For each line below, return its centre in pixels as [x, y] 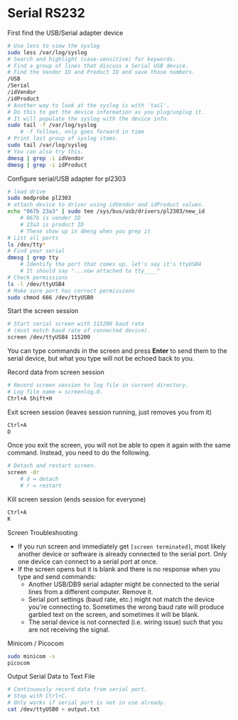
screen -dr [23, 472]
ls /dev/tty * [27, 244]
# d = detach [39, 479]
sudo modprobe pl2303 [39, 198]
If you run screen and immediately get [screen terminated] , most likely [121, 546]
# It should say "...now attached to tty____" [90, 271]
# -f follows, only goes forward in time [82, 132]
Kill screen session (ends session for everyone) [77, 499]
